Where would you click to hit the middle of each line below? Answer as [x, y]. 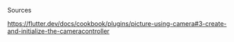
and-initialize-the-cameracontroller [58, 31]
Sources [19, 10]
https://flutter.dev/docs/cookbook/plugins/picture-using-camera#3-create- [117, 23]
